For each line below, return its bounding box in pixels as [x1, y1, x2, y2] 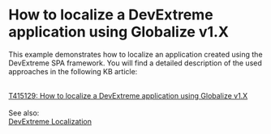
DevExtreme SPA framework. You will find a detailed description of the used [8, 58, 262, 68]
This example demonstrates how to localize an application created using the [8, 49, 263, 59]
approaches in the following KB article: [8, 66, 138, 76]
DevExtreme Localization [8, 116, 92, 126]
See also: [8, 107, 40, 118]
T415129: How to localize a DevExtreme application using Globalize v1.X [8, 90, 248, 100]
